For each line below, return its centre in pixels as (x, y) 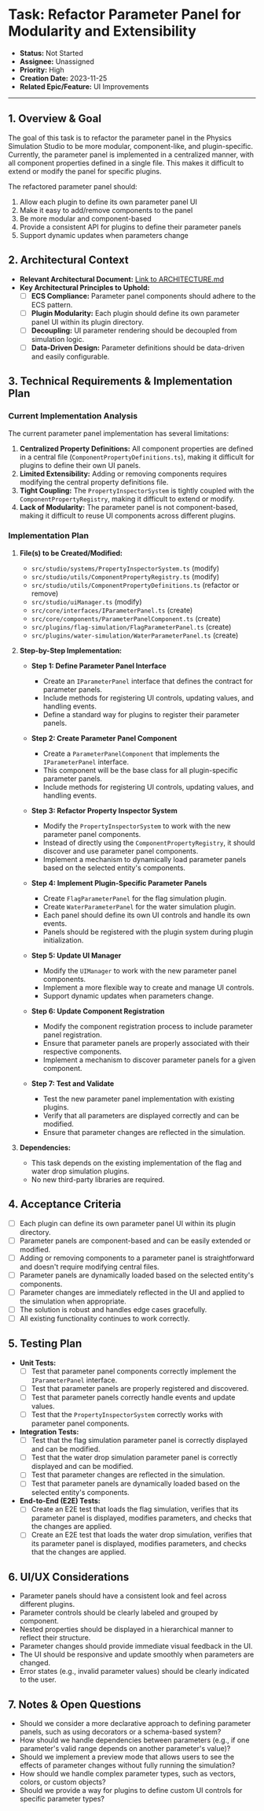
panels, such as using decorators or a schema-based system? (120, 1732)
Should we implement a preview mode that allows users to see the (126, 1757)
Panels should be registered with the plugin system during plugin (148, 932)
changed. (35, 1663)
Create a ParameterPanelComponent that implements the (131, 753)
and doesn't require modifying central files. (89, 1266)
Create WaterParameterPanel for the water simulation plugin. (139, 906)
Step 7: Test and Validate (73, 1083)
